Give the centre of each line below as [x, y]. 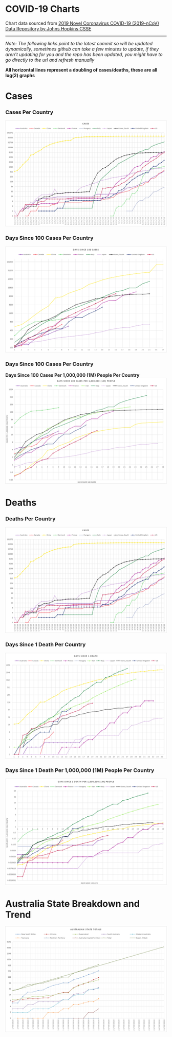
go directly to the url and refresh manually [50, 60]
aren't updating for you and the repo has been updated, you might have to [84, 54]
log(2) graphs [20, 75]
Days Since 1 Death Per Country [46, 645]
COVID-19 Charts [43, 9]
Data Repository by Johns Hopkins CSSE [48, 28]
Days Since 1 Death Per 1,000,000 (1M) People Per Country [80, 770]
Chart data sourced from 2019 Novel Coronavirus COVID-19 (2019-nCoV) [82, 23]
